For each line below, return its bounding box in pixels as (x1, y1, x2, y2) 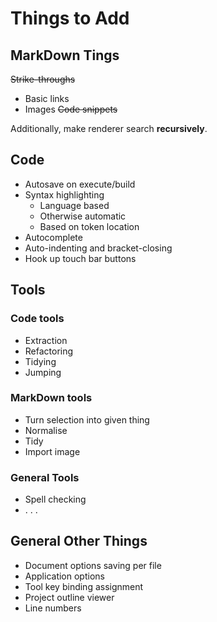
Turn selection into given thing (24, 413, 150, 426)
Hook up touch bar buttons (24, 252, 137, 264)
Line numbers (24, 602, 82, 614)
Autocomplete (24, 231, 83, 243)
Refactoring (24, 345, 74, 357)
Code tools (10, 312, 65, 326)
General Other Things (10, 533, 148, 550)
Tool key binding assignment (24, 580, 144, 592)
